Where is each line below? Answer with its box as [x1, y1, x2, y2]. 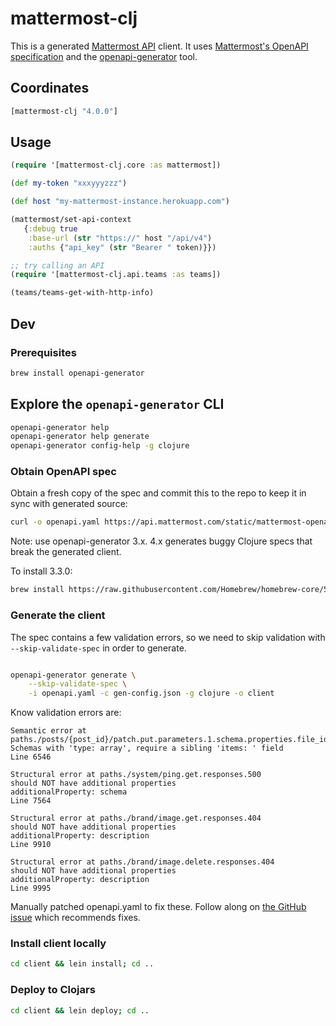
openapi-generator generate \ [10, 670, 137, 680]
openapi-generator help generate [10, 432, 150, 442]
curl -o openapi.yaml [10, 517, 101, 527]
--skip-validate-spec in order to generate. [10, 642, 187, 654]
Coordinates [10, 80, 90, 97]
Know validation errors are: [10, 707, 122, 719]
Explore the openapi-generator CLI [10, 396, 225, 413]
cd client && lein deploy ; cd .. [10, 1005, 150, 1016]
